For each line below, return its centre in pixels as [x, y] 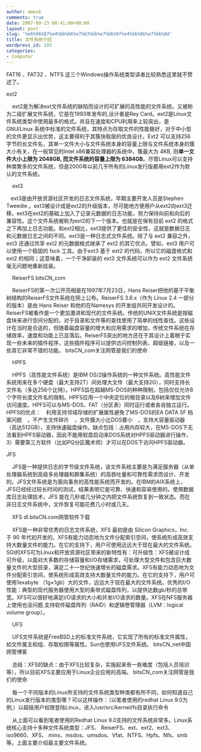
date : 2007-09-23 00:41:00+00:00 [48, 23]
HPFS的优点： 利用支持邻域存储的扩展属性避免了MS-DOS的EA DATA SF [96, 412]
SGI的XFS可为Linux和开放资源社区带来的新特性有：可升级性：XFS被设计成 [98, 552]
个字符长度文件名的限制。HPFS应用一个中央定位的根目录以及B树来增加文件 [99, 397]
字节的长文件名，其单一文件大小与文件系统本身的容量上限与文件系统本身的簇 [100, 144]
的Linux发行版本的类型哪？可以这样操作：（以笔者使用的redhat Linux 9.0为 [97, 700]
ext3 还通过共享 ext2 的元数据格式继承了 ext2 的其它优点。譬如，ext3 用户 [98, 243]
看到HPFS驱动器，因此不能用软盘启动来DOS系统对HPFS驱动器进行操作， [101, 435]
